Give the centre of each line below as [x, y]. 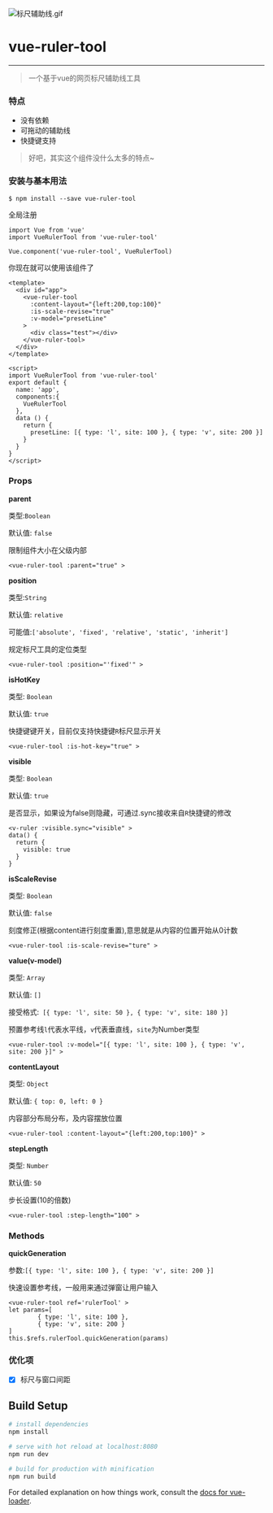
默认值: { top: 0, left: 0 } [56, 1101]
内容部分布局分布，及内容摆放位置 [65, 1118]
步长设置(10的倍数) [40, 1200]
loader [19, 1501]
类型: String [28, 597]
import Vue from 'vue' [47, 230]
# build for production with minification [81, 1469]
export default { [38, 382]
